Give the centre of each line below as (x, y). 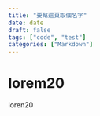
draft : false (30, 30)
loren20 (21, 105)
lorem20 (37, 83)
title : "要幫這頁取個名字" (48, 15)
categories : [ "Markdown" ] (50, 45)
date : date (26, 23)
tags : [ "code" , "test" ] (47, 37)
